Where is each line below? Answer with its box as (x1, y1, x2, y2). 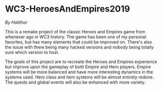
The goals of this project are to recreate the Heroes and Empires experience (5, 59, 157, 64)
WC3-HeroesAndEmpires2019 (5, 3, 130, 15)
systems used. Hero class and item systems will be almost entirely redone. (5, 74, 154, 80)
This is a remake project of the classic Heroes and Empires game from (5, 29, 146, 34)
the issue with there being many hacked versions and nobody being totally (5, 44, 154, 50)
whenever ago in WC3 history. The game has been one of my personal (5, 34, 146, 40)
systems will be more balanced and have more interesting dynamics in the (5, 69, 153, 75)
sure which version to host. (5, 49, 60, 55)
